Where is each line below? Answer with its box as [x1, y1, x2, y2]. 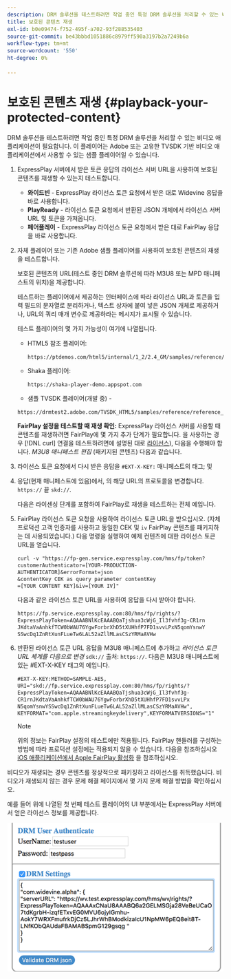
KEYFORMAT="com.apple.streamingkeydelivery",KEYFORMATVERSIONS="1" [16, 710, 214, 717]
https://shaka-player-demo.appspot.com [27, 381, 142, 388]
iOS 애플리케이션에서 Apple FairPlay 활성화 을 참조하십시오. [16, 753, 179, 761]
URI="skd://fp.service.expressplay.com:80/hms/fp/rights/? [16, 682, 190, 689]
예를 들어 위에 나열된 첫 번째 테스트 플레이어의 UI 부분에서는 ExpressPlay [7, 799, 204, 808]
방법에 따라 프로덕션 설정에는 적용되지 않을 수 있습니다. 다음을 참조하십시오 [16, 744, 218, 753]
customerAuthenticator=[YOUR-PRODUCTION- [16, 562, 137, 569]
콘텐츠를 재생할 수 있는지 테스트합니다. [16, 173, 120, 182]
